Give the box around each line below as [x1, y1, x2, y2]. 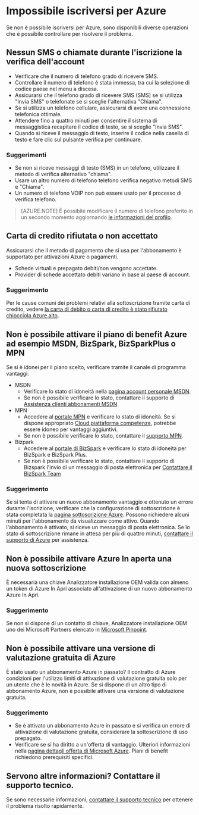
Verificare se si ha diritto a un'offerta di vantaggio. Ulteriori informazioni [14, 741, 191, 748]
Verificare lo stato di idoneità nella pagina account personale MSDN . [23, 388, 191, 395]
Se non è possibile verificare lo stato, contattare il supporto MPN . [23, 432, 184, 439]
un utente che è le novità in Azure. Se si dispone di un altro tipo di [6, 681, 167, 688]
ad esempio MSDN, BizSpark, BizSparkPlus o [6, 338, 176, 349]
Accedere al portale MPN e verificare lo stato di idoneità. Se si [23, 413, 176, 420]
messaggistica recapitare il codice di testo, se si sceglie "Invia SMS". [14, 123, 184, 130]
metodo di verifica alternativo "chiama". [14, 171, 112, 178]
